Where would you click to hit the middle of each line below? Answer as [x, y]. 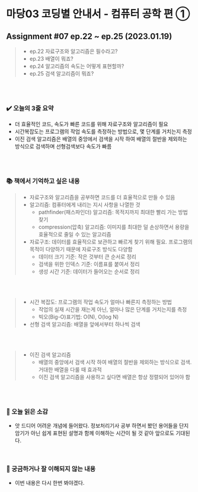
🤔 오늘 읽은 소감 [27, 411]
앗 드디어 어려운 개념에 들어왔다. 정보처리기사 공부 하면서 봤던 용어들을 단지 [102, 425]
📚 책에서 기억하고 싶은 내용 [43, 181]
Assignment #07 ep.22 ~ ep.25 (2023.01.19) [89, 36]
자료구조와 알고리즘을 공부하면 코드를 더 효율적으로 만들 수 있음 [102, 197]
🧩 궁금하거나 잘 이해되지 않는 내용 [51, 469]
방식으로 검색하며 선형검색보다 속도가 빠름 [63, 146]
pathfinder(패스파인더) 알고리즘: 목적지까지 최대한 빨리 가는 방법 [113, 212]
